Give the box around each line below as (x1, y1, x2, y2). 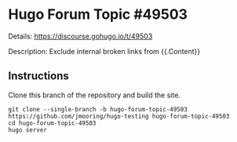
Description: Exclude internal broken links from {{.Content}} (8, 46, 201, 56)
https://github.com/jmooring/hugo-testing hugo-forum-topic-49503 (8, 112, 230, 120)
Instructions (8, 69, 69, 83)
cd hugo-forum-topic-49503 (8, 119, 97, 127)
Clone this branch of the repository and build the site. (8, 90, 180, 100)
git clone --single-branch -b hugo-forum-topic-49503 (8, 105, 188, 113)
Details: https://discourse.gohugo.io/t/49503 (8, 31, 153, 41)
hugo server (8, 126, 47, 134)
